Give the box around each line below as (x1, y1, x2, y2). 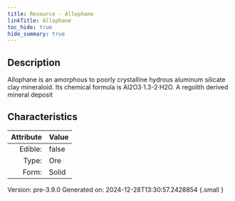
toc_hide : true (7, 23, 53, 31)
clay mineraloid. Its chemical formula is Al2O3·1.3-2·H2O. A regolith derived (7, 83, 229, 92)
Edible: (19, 143, 43, 153)
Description (7, 56, 61, 68)
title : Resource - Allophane (7, 10, 94, 18)
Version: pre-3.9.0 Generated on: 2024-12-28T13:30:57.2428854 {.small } (7, 185, 224, 194)
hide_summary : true (7, 30, 66, 38)
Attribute (11, 132, 43, 142)
